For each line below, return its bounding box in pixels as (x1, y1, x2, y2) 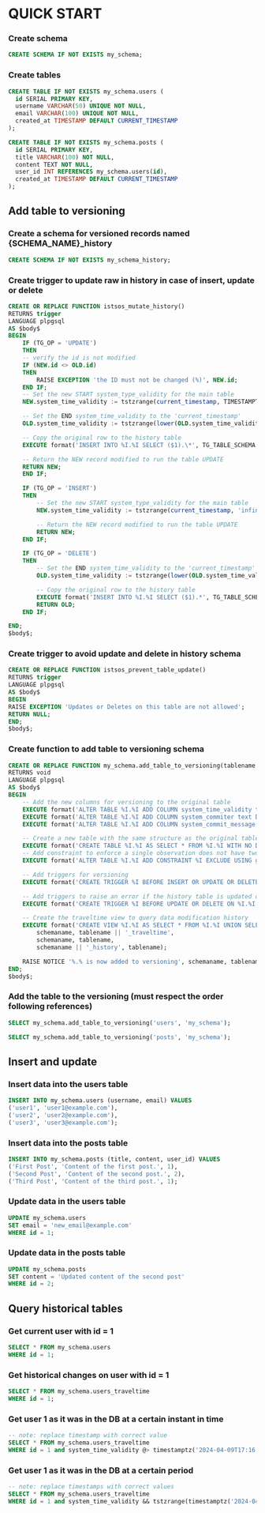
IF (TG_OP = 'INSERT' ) (22, 484, 97, 492)
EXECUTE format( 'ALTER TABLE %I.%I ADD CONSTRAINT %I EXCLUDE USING (22, 856, 252, 865)
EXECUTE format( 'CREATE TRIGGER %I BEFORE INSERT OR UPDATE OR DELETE (22, 878, 259, 886)
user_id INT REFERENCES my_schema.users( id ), (15, 167, 168, 176)
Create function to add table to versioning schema (8, 743, 205, 755)
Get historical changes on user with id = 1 (8, 1369, 170, 1380)
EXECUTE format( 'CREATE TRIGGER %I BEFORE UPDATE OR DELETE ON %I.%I (22, 900, 256, 908)
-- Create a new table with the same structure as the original (22, 834, 238, 842)
